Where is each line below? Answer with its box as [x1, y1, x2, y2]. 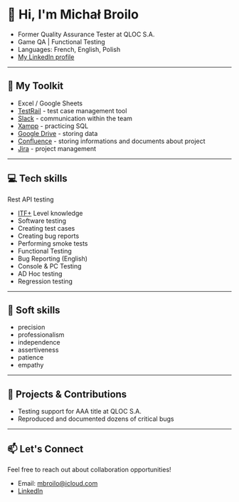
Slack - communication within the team [17, 114, 133, 122]
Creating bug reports [17, 231, 80, 240]
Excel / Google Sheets [17, 99, 83, 108]
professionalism [17, 330, 65, 339]
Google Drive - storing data [17, 129, 98, 137]
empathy [17, 361, 44, 370]
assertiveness [17, 345, 59, 355]
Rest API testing [7, 195, 54, 204]
